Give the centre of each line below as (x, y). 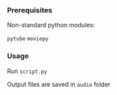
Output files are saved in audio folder (59, 84)
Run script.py (27, 71)
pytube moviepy (28, 39)
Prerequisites (30, 10)
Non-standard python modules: (51, 25)
